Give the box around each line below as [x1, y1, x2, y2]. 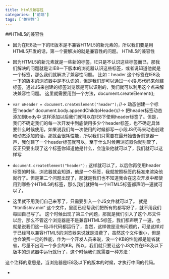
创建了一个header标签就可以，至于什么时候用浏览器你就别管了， [26, 139, 160, 145]
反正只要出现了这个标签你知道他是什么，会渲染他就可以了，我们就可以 [12, 145, 159, 151]
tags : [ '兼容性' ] [5, 17, 39, 22]
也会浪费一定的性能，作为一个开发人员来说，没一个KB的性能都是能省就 [12, 236, 160, 242]
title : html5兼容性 [5, 7, 44, 13]
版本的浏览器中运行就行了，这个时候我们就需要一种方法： [12, 249, 132, 255]
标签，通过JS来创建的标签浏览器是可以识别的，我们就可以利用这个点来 [12, 84, 160, 90]
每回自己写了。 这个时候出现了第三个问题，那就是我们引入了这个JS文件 [12, 211, 161, 217]
